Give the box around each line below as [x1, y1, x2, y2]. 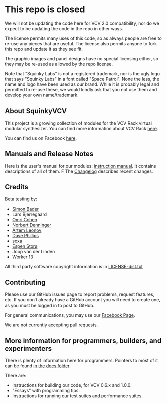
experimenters [5, 344, 52, 353]
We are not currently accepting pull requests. [5, 322, 98, 328]
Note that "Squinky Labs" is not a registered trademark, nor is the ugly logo [5, 70, 160, 76]
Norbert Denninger [12, 222, 51, 228]
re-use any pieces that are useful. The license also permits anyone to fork [5, 40, 157, 46]
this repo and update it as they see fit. [5, 46, 83, 52]
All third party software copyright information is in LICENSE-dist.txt [5, 264, 143, 270]
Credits [5, 182, 29, 191]
